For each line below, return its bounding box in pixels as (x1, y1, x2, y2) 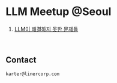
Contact (5, 55, 37, 65)
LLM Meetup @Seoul (5, 5, 112, 19)
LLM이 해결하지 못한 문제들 (14, 25, 79, 32)
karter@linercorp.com (5, 71, 60, 77)
